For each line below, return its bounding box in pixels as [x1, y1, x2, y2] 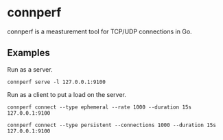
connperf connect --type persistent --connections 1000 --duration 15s [7, 122, 216, 128]
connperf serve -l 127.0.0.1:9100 [7, 79, 106, 85]
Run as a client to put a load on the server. [7, 90, 127, 98]
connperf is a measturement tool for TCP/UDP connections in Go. [7, 27, 192, 36]
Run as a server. [7, 65, 53, 73]
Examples [7, 47, 50, 59]
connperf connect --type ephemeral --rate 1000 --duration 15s [7, 104, 192, 111]
